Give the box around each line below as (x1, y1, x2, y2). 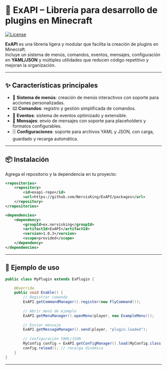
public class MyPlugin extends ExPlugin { (5, 277, 94, 282)
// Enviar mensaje (23, 322, 61, 327)
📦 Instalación (5, 155, 49, 164)
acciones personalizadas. (12, 99, 65, 106)
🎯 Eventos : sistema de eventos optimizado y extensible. (12, 112, 128, 118)
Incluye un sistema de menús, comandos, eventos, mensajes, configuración (5, 52, 161, 58)
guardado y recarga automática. (12, 136, 79, 142)
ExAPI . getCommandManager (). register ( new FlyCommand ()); (23, 299, 141, 304)
